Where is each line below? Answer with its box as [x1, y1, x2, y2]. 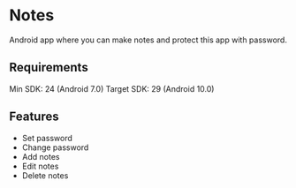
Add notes [21, 151, 60, 162]
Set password [21, 132, 73, 143]
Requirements [9, 60, 88, 75]
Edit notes [21, 161, 59, 171]
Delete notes [21, 169, 69, 181]
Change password [21, 142, 89, 153]
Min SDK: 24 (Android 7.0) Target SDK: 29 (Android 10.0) [9, 83, 215, 94]
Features [9, 109, 59, 124]
